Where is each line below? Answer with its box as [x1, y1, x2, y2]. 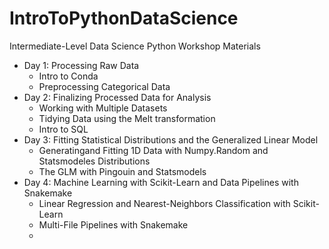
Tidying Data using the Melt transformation [38, 112, 216, 124]
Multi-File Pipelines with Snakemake [38, 218, 189, 231]
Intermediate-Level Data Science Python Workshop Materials [9, 40, 261, 52]
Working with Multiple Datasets [38, 102, 168, 114]
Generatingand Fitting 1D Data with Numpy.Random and [38, 144, 269, 156]
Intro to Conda [38, 70, 99, 82]
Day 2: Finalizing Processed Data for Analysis [23, 91, 212, 103]
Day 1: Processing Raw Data [23, 59, 140, 71]
